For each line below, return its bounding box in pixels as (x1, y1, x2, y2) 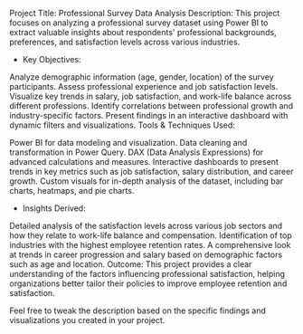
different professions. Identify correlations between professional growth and (9, 100, 294, 111)
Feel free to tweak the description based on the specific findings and (9, 305, 267, 316)
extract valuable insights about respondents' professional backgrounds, (9, 27, 278, 37)
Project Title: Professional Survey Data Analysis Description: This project (9, 8, 280, 18)
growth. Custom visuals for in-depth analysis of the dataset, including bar (9, 176, 283, 186)
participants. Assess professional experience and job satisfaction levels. (9, 81, 279, 91)
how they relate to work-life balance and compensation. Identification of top (9, 230, 292, 241)
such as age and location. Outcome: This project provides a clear (9, 259, 252, 270)
